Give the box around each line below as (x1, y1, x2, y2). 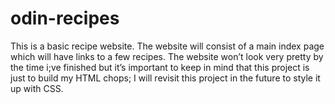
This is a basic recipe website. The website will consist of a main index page (10, 40, 325, 52)
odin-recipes (10, 7, 120, 30)
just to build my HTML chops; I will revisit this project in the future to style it (10, 72, 321, 84)
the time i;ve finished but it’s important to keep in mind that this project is (10, 61, 310, 73)
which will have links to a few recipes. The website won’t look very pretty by (10, 50, 324, 62)
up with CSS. (10, 82, 64, 94)
